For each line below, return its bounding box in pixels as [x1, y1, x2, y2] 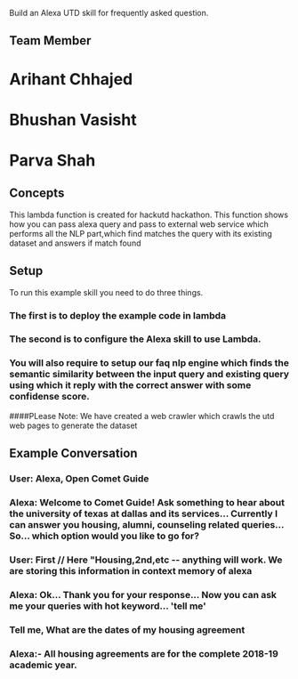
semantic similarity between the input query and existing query [9, 368, 290, 381]
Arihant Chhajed [9, 69, 133, 89]
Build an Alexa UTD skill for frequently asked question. [9, 8, 209, 18]
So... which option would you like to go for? [9, 529, 200, 542]
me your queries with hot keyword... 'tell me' [9, 600, 206, 612]
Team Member [9, 33, 92, 48]
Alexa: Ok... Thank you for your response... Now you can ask [9, 588, 278, 601]
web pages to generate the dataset [9, 420, 138, 431]
